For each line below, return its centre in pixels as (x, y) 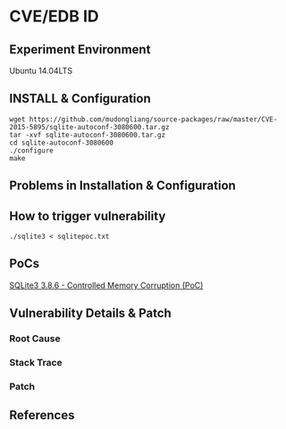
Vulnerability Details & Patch (90, 313)
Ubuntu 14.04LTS (41, 70)
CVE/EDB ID (54, 16)
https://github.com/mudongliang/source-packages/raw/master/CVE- (153, 119)
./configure (31, 150)
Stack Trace (36, 363)
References (42, 415)
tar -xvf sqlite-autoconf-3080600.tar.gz (88, 135)
